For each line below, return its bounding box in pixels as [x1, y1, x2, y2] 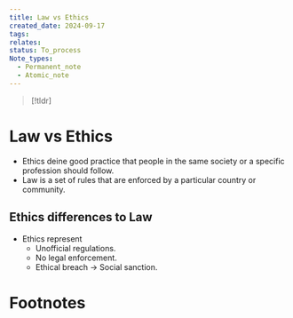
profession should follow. [21, 165, 115, 176]
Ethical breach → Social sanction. [35, 261, 158, 272]
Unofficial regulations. [35, 242, 116, 253]
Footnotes [9, 292, 86, 313]
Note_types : [9, 54, 53, 63]
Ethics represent [21, 233, 83, 244]
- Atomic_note [17, 71, 69, 80]
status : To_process [9, 46, 82, 55]
